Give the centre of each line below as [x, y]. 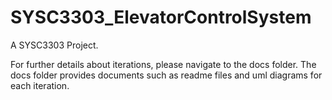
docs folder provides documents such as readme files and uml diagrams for [166, 75]
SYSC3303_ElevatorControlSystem [161, 17]
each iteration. [40, 85]
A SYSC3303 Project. [54, 45]
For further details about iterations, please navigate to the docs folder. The [163, 64]
